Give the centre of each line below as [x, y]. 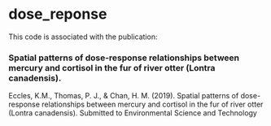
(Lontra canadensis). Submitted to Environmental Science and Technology [133, 113]
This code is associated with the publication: [83, 37]
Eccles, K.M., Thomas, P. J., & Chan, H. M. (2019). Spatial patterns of [124, 96]
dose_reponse [58, 14]
